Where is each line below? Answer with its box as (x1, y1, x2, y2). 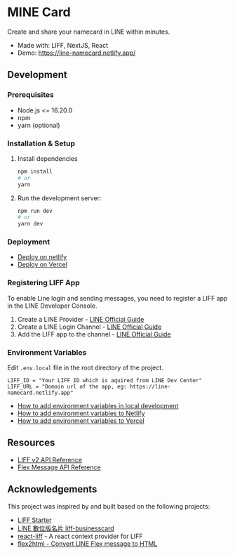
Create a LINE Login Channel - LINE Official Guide (17, 322, 162, 331)
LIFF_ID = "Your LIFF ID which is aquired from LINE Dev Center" (7, 377, 202, 384)
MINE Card (7, 4, 72, 20)
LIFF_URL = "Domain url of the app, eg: (7, 384, 128, 391)
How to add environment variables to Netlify (17, 409, 145, 418)
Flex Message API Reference (17, 463, 101, 471)
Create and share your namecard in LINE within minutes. (7, 27, 170, 36)
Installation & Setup (7, 138, 76, 148)
